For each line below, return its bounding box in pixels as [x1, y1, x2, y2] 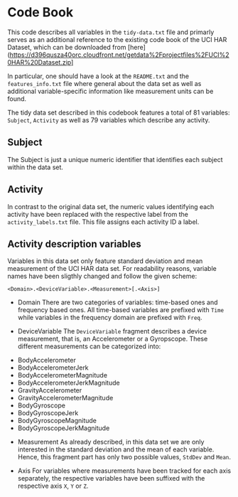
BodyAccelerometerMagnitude [17, 371, 108, 380]
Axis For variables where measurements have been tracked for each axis [17, 466, 232, 475]
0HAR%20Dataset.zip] [7, 58, 74, 66]
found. [7, 94, 27, 103]
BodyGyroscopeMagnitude [17, 417, 97, 425]
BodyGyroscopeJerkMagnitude [17, 424, 110, 432]
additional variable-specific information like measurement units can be [7, 87, 214, 95]
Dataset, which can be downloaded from [7, 43, 126, 51]
